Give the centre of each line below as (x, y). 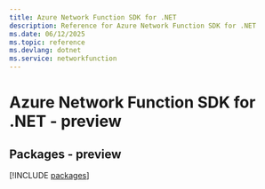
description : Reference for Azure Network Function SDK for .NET (132, 26)
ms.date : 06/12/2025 (48, 34)
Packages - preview (65, 154)
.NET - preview (65, 122)
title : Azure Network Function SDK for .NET (93, 17)
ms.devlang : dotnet (45, 51)
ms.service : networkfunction (63, 59)
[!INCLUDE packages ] (49, 175)
